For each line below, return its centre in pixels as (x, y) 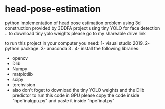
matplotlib (23, 74)
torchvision (24, 85)
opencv (20, 58)
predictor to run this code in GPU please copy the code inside (76, 95)
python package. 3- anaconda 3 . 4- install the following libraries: (72, 48)
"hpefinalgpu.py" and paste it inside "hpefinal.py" (63, 100)
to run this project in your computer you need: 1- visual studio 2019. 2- (77, 43)
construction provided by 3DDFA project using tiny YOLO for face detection (83, 28)
